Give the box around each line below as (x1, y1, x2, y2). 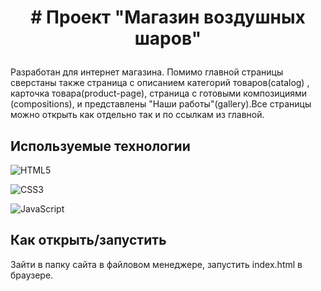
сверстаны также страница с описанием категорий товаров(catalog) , (10, 77, 310, 89)
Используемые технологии (10, 137, 191, 155)
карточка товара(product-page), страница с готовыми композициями (10, 87, 307, 100)
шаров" (134, 27, 202, 50)
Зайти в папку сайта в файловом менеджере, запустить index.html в (10, 258, 303, 270)
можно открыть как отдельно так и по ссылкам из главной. (10, 109, 265, 121)
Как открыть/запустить (10, 232, 167, 249)
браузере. (10, 269, 54, 281)
